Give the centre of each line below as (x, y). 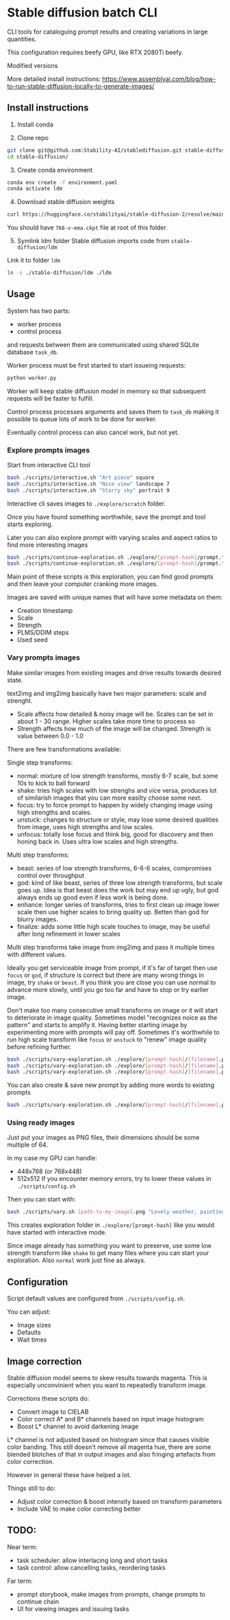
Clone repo (33, 137)
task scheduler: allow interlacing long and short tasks (92, 1560)
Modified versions (33, 65)
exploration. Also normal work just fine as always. (76, 1260)
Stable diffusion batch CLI (82, 13)
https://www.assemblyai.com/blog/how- (159, 79)
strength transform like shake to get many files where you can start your (108, 1253)
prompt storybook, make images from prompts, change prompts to (111, 1594)
